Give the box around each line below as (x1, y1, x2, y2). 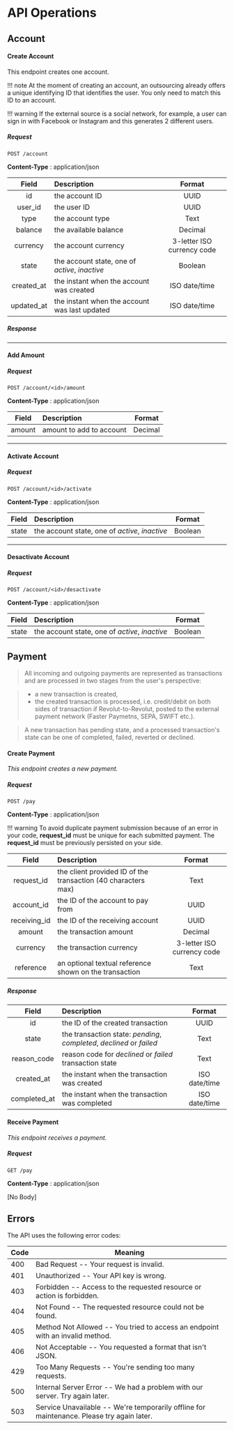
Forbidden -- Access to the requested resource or (36, 1282, 202, 1292)
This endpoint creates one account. (7, 68, 109, 76)
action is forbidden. (36, 1291, 100, 1301)
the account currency (54, 241, 125, 250)
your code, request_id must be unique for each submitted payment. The (7, 831, 214, 839)
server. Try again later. (36, 1391, 109, 1401)
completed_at (10, 1094, 56, 1104)
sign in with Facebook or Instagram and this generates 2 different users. (7, 116, 214, 125)
